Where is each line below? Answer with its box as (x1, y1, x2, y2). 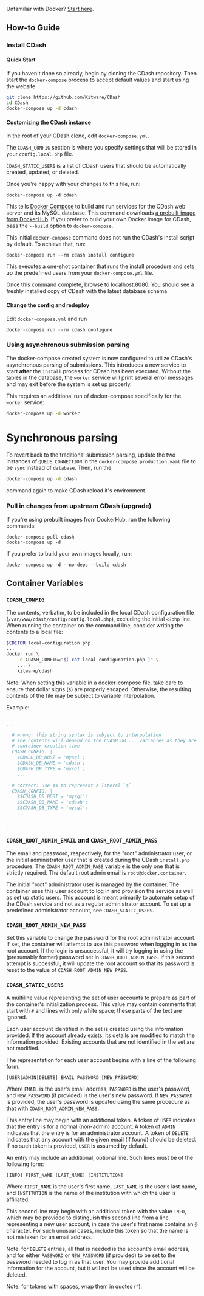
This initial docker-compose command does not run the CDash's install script (6, 234, 195, 241)
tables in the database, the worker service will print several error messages (6, 374, 194, 381)
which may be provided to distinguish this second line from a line (6, 1214, 169, 1221)
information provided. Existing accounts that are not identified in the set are (6, 1038, 195, 1045)
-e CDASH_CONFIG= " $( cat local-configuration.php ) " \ (17, 657, 159, 663)
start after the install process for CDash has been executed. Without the (6, 367, 191, 374)
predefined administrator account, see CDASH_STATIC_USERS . (6, 907, 154, 914)
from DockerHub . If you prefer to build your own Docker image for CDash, (6, 216, 191, 223)
